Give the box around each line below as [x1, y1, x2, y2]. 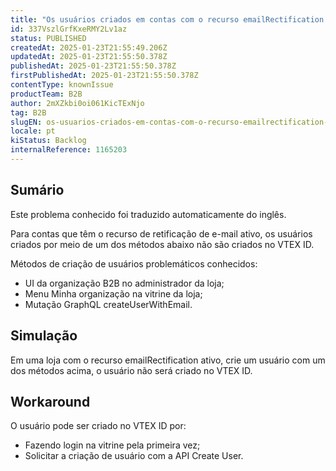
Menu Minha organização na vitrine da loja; [24, 287, 203, 300]
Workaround [10, 393, 91, 410]
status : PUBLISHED [10, 33, 87, 43]
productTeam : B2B [10, 89, 83, 99]
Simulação [10, 327, 78, 345]
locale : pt [10, 126, 56, 136]
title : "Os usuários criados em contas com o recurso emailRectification [10, 14, 325, 25]
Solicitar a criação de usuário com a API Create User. [24, 450, 244, 462]
